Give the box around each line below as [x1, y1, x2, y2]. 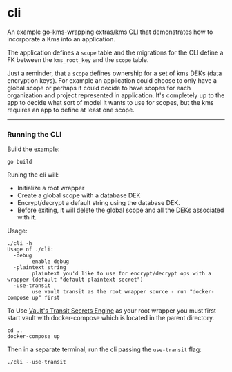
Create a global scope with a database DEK [17, 191, 141, 199]
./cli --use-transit [7, 359, 67, 366]
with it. [17, 213, 37, 222]
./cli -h [7, 240, 32, 247]
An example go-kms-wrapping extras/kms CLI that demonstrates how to [7, 28, 213, 36]
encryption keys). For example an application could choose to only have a [7, 76, 217, 84]
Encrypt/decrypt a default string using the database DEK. [17, 199, 181, 207]
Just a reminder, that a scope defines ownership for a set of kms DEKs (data [7, 69, 222, 77]
